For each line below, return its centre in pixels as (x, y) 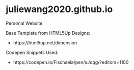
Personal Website (24, 23)
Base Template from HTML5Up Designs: (48, 33)
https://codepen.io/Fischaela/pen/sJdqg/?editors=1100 (71, 62)
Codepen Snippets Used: (32, 52)
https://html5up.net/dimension (45, 43)
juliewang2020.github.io (59, 9)
